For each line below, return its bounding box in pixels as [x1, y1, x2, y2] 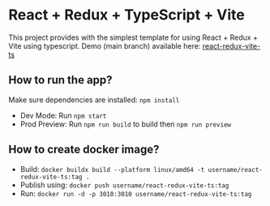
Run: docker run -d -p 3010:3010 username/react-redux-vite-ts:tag [19, 188, 252, 198]
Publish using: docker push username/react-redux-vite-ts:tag [19, 180, 229, 190]
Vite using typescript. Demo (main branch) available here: [8, 41, 201, 50]
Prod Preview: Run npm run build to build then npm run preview [19, 119, 232, 129]
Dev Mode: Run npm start [19, 110, 107, 120]
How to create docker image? [8, 143, 160, 157]
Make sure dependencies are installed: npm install [8, 95, 180, 105]
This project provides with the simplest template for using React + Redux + [8, 32, 258, 42]
